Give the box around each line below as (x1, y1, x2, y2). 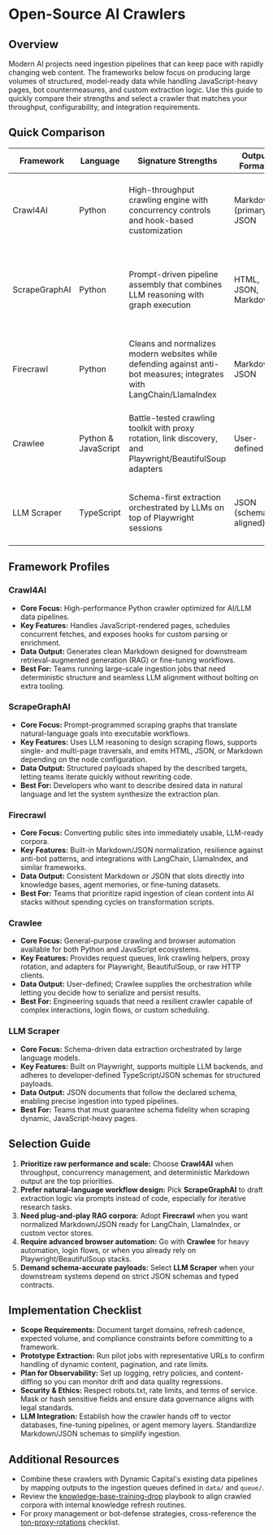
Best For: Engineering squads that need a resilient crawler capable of (19, 996, 253, 1006)
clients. (19, 970, 45, 980)
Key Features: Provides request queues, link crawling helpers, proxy (19, 953, 250, 963)
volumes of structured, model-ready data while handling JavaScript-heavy (8, 77, 258, 86)
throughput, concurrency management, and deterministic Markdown (19, 1167, 250, 1177)
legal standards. (19, 1403, 75, 1413)
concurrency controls (128, 205, 211, 216)
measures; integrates (143, 368, 224, 380)
